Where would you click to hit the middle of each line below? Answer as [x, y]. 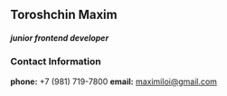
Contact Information [56, 62]
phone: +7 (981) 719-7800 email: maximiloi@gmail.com [114, 82]
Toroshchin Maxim [64, 15]
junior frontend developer [60, 38]
